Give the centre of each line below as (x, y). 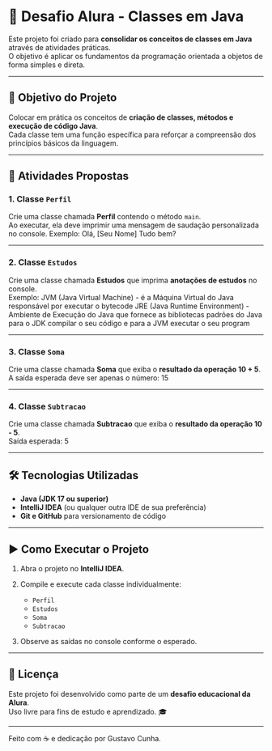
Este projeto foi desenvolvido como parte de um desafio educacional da (130, 694)
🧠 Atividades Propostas (69, 176)
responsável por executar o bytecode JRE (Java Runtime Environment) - (129, 306)
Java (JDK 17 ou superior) (64, 499)
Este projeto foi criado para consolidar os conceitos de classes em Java (130, 39)
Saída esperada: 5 (38, 441)
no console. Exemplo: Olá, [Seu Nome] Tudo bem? (92, 234)
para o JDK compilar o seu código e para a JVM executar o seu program (130, 323)
